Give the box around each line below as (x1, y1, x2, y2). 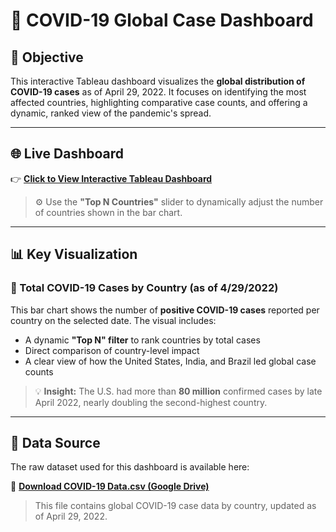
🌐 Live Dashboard (10, 145, 125, 163)
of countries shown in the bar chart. (34, 206, 183, 218)
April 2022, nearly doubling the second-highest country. (34, 396, 268, 408)
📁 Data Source (10, 434, 101, 451)
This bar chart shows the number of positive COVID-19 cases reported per (10, 304, 320, 316)
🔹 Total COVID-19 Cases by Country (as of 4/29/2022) (10, 281, 279, 295)
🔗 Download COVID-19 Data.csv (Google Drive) (10, 480, 210, 493)
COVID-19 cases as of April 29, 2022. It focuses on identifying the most (10, 86, 307, 98)
